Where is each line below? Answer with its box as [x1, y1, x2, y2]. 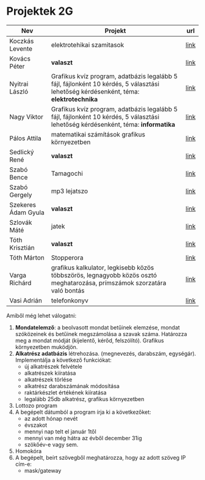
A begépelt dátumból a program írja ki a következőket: [15, 408, 151, 416]
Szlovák [9, 218, 32, 227]
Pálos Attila [9, 133, 41, 142]
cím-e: [15, 460, 32, 468]
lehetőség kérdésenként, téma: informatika [51, 120, 176, 129]
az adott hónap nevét [24, 414, 78, 422]
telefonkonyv [51, 296, 88, 304]
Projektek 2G [6, 4, 73, 18]
